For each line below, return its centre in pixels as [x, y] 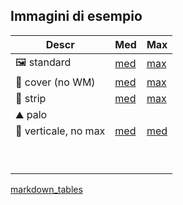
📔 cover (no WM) [55, 82]
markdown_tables [46, 189]
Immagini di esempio [76, 16]
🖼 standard [43, 62]
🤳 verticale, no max [60, 131]
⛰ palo [31, 114]
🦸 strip [31, 98]
